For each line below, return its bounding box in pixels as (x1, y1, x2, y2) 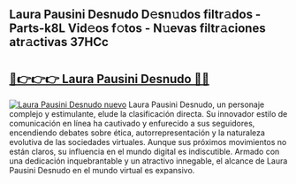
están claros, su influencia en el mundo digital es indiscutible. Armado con (9, 146, 280, 157)
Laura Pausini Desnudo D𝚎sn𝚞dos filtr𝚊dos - (9, 7, 262, 22)
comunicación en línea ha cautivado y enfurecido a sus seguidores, (9, 119, 255, 128)
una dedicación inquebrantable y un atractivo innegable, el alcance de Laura (9, 156, 288, 166)
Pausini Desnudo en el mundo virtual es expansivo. (9, 165, 195, 175)
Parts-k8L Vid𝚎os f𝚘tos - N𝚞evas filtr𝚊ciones (9, 21, 267, 36)
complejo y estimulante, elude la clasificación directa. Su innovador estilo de (9, 109, 288, 119)
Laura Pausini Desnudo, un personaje (128, 99, 265, 110)
